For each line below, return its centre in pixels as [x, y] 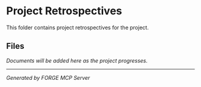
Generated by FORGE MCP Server [48, 77]
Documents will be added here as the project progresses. [77, 60]
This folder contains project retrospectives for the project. [77, 27]
